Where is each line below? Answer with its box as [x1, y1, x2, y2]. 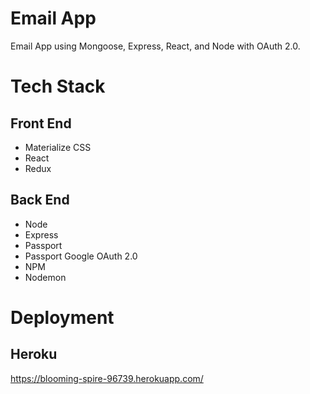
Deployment [10, 306, 115, 329]
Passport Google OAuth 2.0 [24, 250, 138, 262]
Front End [10, 115, 72, 132]
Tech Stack [10, 75, 106, 98]
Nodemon [24, 271, 67, 283]
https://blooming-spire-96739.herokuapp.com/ [10, 372, 204, 384]
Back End [10, 192, 70, 209]
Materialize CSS [24, 141, 92, 153]
